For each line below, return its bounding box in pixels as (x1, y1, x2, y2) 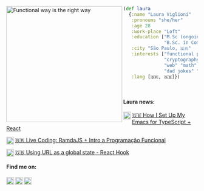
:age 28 (131, 23, 151, 29)
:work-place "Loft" (131, 28, 181, 35)
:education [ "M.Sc (131, 34, 178, 40)
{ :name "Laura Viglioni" (128, 11, 191, 18)
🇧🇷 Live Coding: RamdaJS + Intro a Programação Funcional (15, 137, 166, 144)
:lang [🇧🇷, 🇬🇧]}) (131, 74, 180, 80)
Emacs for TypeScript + (132, 119, 191, 126)
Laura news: (123, 98, 155, 105)
